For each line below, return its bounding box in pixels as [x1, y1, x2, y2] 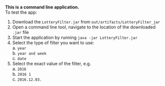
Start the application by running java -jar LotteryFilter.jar [12, 34, 138, 40]
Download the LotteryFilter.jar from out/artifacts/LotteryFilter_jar [12, 19, 161, 25]
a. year [12, 45, 27, 51]
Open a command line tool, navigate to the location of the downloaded [12, 24, 156, 30]
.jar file [12, 29, 29, 35]
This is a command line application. [5, 4, 80, 10]
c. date [12, 56, 27, 61]
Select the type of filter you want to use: [12, 40, 94, 46]
